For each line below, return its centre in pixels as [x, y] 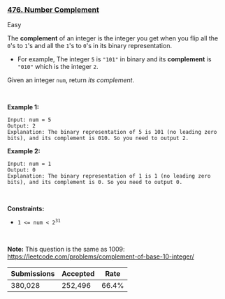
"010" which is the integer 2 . [58, 67]
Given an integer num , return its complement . [71, 80]
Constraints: [26, 209]
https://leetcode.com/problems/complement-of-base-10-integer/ [101, 256]
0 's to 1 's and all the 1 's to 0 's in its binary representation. [90, 46]
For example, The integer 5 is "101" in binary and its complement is [114, 59]
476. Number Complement [53, 10]
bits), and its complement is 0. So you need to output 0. [95, 183]
